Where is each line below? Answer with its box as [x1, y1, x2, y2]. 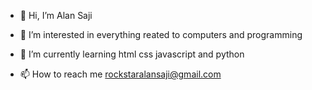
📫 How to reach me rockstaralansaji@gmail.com [19, 68, 222, 80]
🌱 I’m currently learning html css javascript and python [19, 48, 245, 60]
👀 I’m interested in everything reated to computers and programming [19, 29, 303, 40]
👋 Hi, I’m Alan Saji [19, 10, 93, 21]
